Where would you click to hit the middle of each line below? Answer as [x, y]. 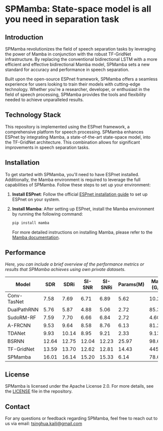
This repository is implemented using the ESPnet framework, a [67, 126]
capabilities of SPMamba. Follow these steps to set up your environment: [78, 185]
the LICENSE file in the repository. [39, 391]
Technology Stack [33, 115]
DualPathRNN [23, 310]
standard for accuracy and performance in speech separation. [67, 70]
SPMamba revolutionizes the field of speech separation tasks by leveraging [81, 49]
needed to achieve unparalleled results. [44, 100]
